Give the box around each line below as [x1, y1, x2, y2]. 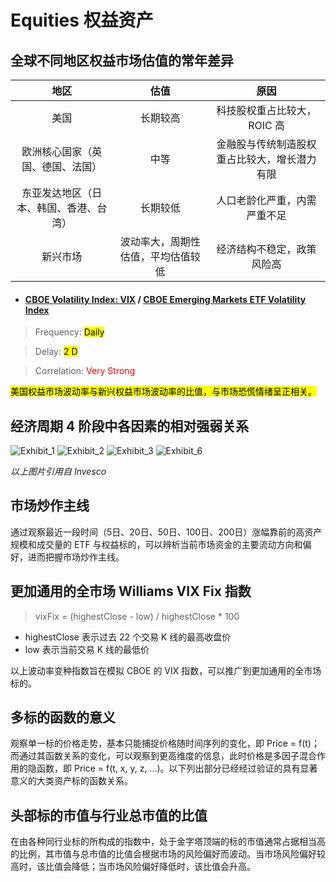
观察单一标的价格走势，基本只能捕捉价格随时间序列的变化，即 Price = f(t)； [10, 737, 320, 750]
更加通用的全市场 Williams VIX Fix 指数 [10, 583, 252, 600]
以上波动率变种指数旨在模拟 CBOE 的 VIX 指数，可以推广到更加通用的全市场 [10, 664, 322, 676]
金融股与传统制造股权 [216, 137, 317, 151]
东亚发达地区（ [21, 186, 93, 200]
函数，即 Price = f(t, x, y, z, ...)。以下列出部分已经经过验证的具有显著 [36, 762, 318, 775]
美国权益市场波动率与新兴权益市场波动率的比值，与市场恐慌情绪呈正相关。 [10, 386, 317, 398]
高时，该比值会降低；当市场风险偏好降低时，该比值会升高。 [10, 861, 256, 873]
